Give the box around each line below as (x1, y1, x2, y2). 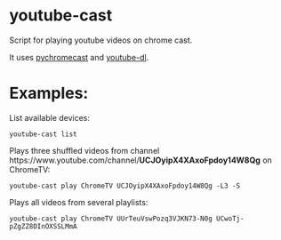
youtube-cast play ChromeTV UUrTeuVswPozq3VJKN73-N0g (9, 214, 213, 223)
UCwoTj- (216, 214, 245, 223)
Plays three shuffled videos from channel (9, 145, 160, 156)
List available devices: (9, 112, 91, 123)
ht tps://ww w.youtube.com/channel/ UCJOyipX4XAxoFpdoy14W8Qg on (9, 155, 273, 165)
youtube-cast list (9, 130, 77, 139)
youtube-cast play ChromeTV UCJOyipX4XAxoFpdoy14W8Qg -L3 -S (9, 181, 241, 190)
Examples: (9, 84, 89, 103)
